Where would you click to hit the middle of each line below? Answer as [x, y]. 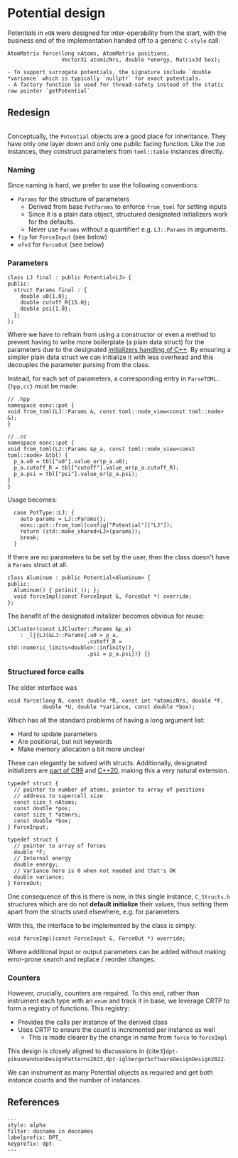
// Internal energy [43, 858]
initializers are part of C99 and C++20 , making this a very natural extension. [118, 770]
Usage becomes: [32, 500]
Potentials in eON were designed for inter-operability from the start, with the [117, 33]
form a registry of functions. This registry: [69, 1008]
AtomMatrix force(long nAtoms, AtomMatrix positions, [89, 53]
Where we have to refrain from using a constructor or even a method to [112, 335]
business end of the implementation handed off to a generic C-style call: [114, 40]
